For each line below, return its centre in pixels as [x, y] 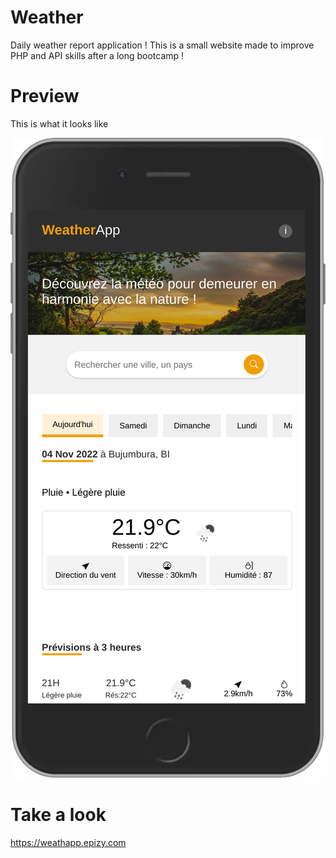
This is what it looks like [59, 123]
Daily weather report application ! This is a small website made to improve [162, 45]
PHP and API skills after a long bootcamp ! [97, 55]
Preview [45, 96]
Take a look [58, 815]
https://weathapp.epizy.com [68, 842]
